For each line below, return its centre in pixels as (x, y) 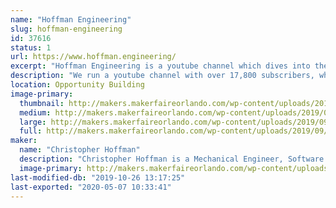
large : (33, 122)
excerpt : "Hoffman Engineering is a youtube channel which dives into (160, 66)
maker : (24, 141)
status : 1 (31, 47)
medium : (35, 112)
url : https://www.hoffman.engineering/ (93, 57)
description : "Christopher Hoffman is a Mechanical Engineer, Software (172, 159)
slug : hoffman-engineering (66, 29)
